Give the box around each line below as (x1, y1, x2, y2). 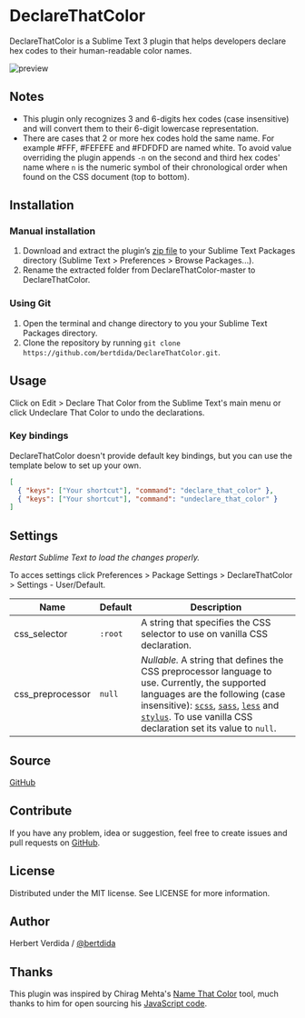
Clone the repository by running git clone (22, 337, 182, 348)
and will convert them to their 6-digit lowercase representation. (22, 123, 259, 134)
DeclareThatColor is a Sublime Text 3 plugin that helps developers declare (9, 35, 287, 46)
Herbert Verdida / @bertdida (9, 938, 116, 949)
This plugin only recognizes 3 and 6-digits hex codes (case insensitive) (22, 113, 290, 124)
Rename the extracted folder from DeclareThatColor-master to (22, 264, 256, 275)
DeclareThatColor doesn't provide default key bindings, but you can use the (9, 450, 293, 461)
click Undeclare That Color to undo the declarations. (9, 406, 205, 418)
